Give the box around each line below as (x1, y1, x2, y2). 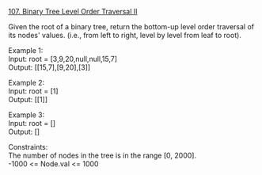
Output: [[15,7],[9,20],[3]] (8, 63, 91, 72)
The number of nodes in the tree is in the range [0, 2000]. (8, 150, 196, 160)
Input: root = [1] (8, 86, 59, 96)
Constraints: (8, 143, 48, 151)
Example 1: (8, 46, 44, 55)
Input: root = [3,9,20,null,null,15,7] (8, 55, 117, 63)
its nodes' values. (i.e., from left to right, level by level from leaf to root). (8, 31, 241, 40)
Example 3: (8, 110, 45, 120)
